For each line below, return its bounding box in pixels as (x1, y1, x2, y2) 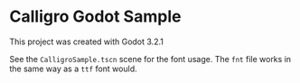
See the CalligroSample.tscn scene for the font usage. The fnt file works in (9, 53, 292, 64)
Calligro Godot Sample (9, 6, 182, 27)
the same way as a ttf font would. (9, 63, 137, 74)
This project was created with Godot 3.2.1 (9, 36, 164, 47)
